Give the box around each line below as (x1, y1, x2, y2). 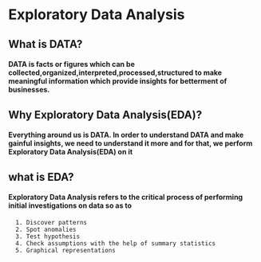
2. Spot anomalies (15, 225, 77, 233)
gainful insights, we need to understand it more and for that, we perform (8, 139, 253, 148)
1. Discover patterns (15, 218, 88, 226)
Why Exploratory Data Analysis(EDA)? (8, 108, 202, 121)
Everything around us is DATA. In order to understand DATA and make (8, 130, 244, 140)
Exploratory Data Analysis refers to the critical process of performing (8, 193, 243, 202)
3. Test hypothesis (15, 233, 81, 240)
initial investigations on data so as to (8, 201, 132, 210)
